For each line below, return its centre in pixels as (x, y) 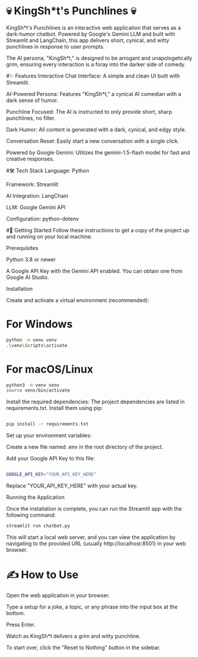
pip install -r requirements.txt (47, 424)
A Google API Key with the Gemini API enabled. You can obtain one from (94, 271)
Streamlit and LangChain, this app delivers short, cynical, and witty (88, 40)
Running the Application (36, 497)
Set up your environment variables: (49, 435)
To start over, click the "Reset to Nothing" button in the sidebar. (84, 648)
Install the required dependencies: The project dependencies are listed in (95, 402)
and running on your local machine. (49, 236)
